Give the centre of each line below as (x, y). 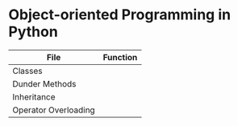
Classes (27, 71)
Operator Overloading (54, 110)
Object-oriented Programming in (120, 15)
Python (33, 32)
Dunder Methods (44, 83)
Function (120, 57)
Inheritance (34, 96)
